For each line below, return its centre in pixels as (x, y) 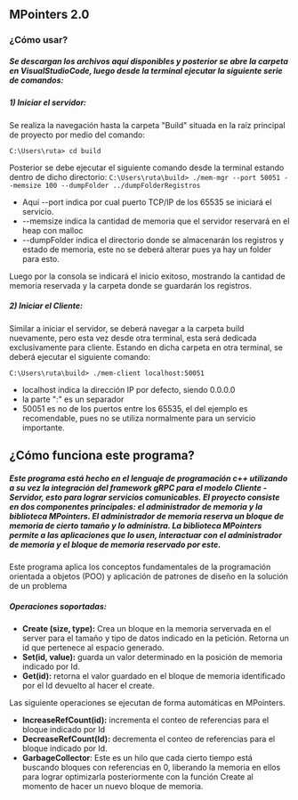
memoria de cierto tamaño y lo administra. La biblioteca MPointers (136, 526)
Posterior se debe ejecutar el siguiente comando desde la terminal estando (147, 167)
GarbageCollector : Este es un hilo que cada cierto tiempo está (137, 757)
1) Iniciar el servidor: (48, 102)
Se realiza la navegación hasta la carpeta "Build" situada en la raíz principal (148, 125)
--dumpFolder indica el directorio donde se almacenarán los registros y (153, 240)
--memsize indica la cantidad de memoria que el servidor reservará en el (156, 221)
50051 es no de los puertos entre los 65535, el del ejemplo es (135, 408)
